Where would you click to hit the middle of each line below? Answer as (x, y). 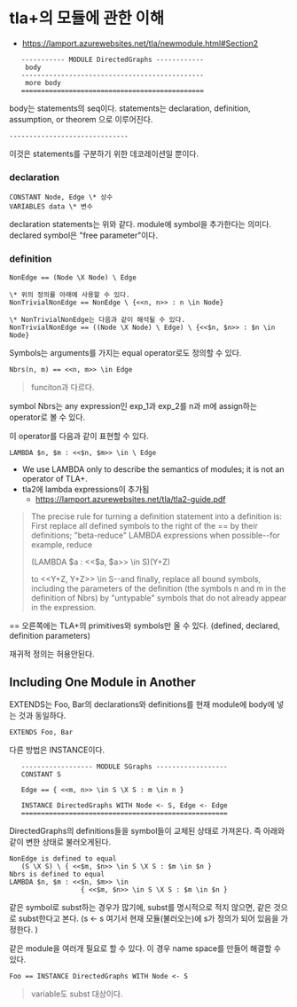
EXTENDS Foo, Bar (41, 733)
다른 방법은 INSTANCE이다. (57, 750)
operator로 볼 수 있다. (47, 417)
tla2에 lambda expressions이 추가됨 (86, 489)
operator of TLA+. (55, 478)
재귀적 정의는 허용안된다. (52, 654)
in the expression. (63, 607)
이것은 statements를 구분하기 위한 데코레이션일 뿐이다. (104, 153)
